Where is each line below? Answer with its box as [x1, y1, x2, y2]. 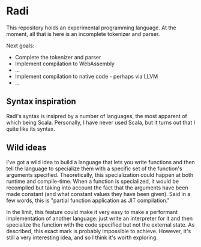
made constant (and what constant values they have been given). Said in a [6, 190, 191, 197]
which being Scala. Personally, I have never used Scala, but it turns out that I [6, 119, 196, 126]
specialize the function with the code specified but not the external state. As [6, 221, 195, 228]
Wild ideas [6, 143, 47, 153]
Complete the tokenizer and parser [14, 53, 101, 61]
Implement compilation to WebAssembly [14, 60, 115, 67]
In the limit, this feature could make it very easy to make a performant [6, 208, 178, 215]
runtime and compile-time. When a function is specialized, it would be [6, 177, 179, 185]
